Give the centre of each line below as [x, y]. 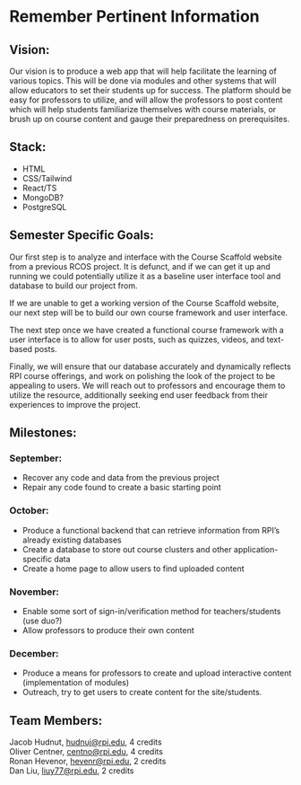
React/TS [39, 188]
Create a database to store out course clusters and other [127, 549]
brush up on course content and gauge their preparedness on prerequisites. [150, 119]
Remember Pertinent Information [134, 17]
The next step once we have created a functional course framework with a [146, 330]
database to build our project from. [73, 286]
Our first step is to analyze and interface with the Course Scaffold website [146, 257]
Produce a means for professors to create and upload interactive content [157, 673]
